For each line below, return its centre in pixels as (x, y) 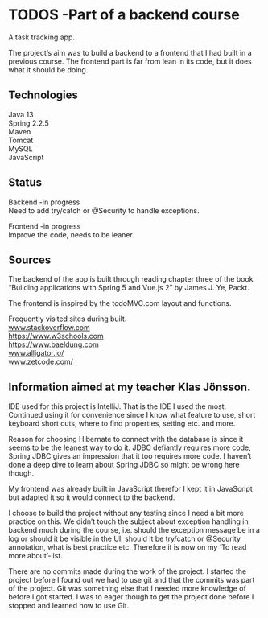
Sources (30, 260)
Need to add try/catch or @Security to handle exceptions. (104, 210)
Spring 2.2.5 (29, 123)
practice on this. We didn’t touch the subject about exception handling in (128, 521)
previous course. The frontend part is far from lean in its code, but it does (130, 61)
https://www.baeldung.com (54, 344)
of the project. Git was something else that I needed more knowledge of (128, 588)
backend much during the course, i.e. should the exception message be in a (134, 530)
